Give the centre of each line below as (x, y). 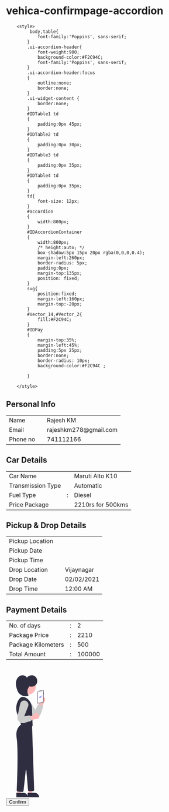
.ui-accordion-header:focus (61, 73)
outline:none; (54, 83)
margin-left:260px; (61, 258)
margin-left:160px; (61, 299)
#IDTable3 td (43, 155)
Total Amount (27, 655)
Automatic (88, 485)
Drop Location (29, 570)
